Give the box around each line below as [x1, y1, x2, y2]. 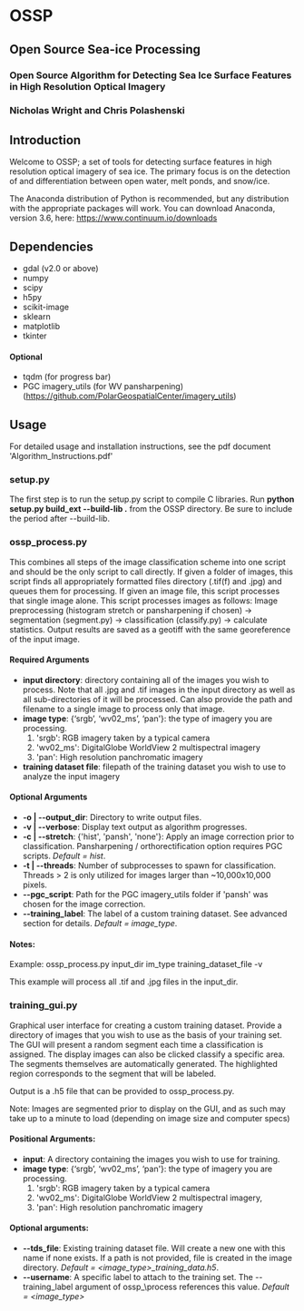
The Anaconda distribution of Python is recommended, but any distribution [9, 193, 289, 204]
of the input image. [9, 633, 80, 644]
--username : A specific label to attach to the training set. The [22, 1271, 254, 1282]
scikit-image [22, 301, 70, 313]
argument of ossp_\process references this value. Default [74, 1281, 290, 1292]
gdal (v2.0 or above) [22, 263, 99, 274]
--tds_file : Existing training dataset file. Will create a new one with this [22, 1242, 286, 1253]
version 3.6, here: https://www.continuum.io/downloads [9, 212, 218, 223]
